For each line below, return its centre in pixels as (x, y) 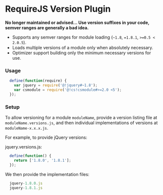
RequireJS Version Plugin (58, 9)
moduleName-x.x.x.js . (27, 128)
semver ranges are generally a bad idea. (47, 27)
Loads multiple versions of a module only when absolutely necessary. (83, 47)
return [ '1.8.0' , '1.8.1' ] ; (42, 160)
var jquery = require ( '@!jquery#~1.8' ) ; (56, 86)
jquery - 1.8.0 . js (26, 183)
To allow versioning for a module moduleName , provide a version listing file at (81, 118)
